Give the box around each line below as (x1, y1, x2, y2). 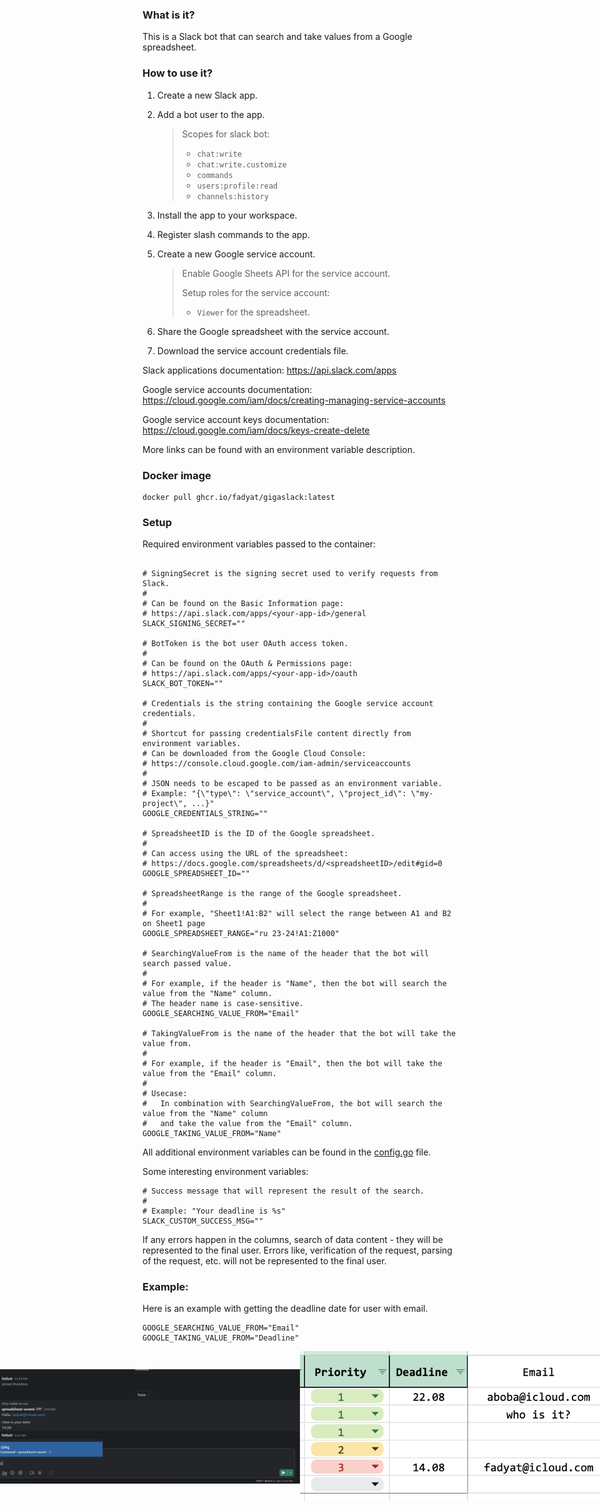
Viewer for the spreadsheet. (196, 306, 310, 318)
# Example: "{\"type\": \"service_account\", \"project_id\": (142, 789, 407, 799)
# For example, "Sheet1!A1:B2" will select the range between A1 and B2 (142, 909, 452, 919)
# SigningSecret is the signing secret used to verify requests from (142, 569, 439, 579)
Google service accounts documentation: (142, 383, 313, 395)
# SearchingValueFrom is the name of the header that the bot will (142, 949, 430, 959)
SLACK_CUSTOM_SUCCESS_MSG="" (142, 1216, 264, 1227)
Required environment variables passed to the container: (142, 538, 377, 550)
